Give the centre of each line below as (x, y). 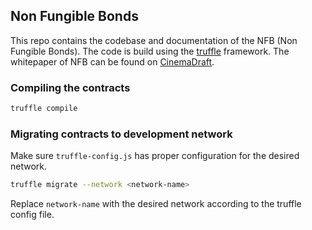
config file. (32, 215)
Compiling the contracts (70, 87)
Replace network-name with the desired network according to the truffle (156, 204)
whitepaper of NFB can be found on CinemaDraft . (112, 61)
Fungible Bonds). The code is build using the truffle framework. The (150, 51)
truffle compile (44, 109)
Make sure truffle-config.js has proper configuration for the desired (155, 156)
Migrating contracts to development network (121, 134)
